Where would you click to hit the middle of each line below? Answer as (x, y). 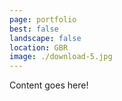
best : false (34, 29)
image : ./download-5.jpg (61, 57)
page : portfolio (43, 19)
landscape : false (45, 38)
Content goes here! (49, 85)
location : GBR (39, 47)
